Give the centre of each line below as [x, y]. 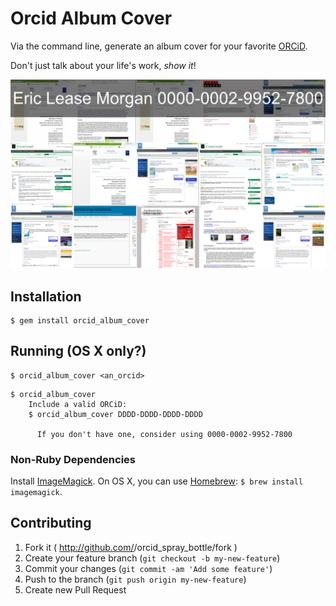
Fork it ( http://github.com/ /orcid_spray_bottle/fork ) [131, 547]
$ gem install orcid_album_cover [80, 320]
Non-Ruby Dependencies [73, 459]
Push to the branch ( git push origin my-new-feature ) [135, 579]
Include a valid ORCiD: [78, 404]
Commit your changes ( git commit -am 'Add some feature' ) [148, 568]
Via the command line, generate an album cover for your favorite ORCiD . [159, 46]
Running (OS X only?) [78, 351]
